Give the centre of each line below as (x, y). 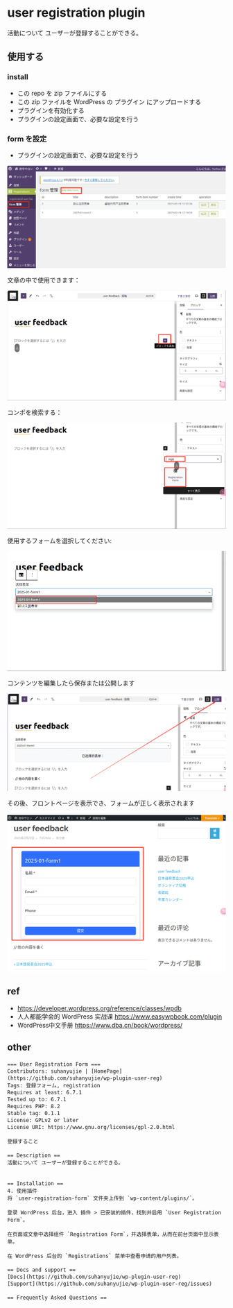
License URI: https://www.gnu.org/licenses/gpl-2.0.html (91, 1127)
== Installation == (35, 1183)
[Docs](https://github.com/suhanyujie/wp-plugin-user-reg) (94, 1277)
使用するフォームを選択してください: (60, 541)
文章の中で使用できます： (44, 280)
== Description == (34, 1155)
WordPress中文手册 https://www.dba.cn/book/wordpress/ (100, 1025)
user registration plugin (76, 13)
